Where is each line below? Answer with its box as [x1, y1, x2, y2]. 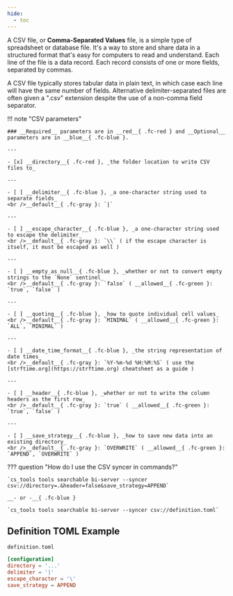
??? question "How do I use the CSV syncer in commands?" [7, 462, 179, 471]
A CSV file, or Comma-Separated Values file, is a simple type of [7, 35, 193, 44]
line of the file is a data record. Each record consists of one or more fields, [7, 58, 220, 66]
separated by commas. [7, 65, 73, 74]
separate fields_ [7, 195, 58, 202]
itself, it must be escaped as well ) [7, 243, 120, 250]
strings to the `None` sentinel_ [7, 274, 104, 281]
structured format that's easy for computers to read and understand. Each [7, 50, 220, 59]
